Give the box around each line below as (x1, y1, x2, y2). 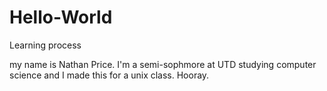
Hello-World (9, 6, 113, 29)
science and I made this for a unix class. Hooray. (9, 69, 210, 81)
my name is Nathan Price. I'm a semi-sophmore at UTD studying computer (9, 58, 317, 70)
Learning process (9, 39, 82, 51)
